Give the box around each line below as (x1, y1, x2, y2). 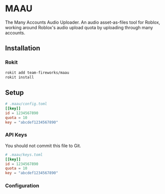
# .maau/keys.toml (5, 152, 43, 157)
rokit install (5, 75, 34, 79)
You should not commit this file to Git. (5, 143, 81, 149)
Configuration (5, 182, 39, 189)
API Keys (5, 131, 27, 138)
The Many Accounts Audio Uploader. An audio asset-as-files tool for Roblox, (5, 19, 161, 25)
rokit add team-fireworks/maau (5, 70, 69, 75)
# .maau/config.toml (5, 102, 48, 107)
